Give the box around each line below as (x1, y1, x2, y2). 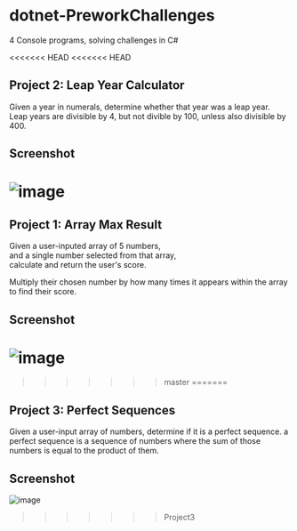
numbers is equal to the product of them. (9, 446, 160, 456)
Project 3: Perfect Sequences (9, 402, 176, 418)
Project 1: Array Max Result (9, 217, 163, 232)
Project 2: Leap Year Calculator (9, 77, 185, 93)
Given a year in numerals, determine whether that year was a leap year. (9, 101, 270, 112)
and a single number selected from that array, (9, 250, 177, 261)
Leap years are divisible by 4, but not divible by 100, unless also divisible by (9, 110, 286, 121)
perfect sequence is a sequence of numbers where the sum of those (9, 436, 261, 447)
